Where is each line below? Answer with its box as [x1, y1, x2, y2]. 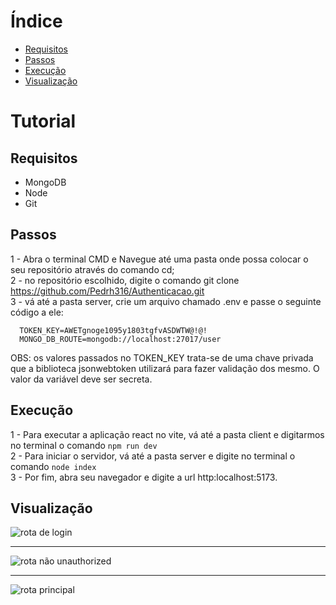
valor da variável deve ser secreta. [10, 373, 153, 385]
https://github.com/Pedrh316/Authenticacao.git [10, 285, 205, 297]
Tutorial [10, 110, 77, 133]
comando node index [10, 460, 97, 472]
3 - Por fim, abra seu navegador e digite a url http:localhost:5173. [10, 471, 278, 483]
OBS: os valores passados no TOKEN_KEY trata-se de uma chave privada [10, 351, 314, 364]
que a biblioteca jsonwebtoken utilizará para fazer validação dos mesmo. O [10, 362, 320, 374]
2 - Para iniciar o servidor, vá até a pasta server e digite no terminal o [10, 450, 296, 462]
